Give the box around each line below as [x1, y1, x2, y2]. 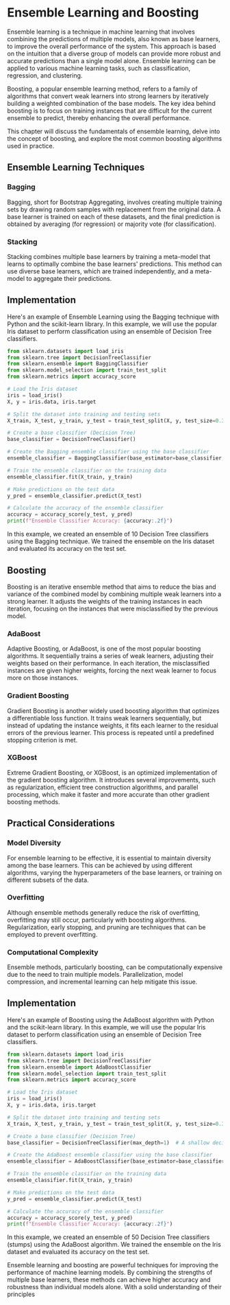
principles [7, 1290, 36, 1299]
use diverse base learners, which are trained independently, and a [7, 266, 194, 275]
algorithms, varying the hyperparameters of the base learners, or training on [7, 868, 222, 876]
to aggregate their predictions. [26, 274, 112, 282]
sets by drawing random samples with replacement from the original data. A [7, 205, 221, 214]
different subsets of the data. [7, 876, 89, 884]
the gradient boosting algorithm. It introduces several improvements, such [7, 775, 216, 784]
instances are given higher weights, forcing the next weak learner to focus [7, 666, 217, 674]
